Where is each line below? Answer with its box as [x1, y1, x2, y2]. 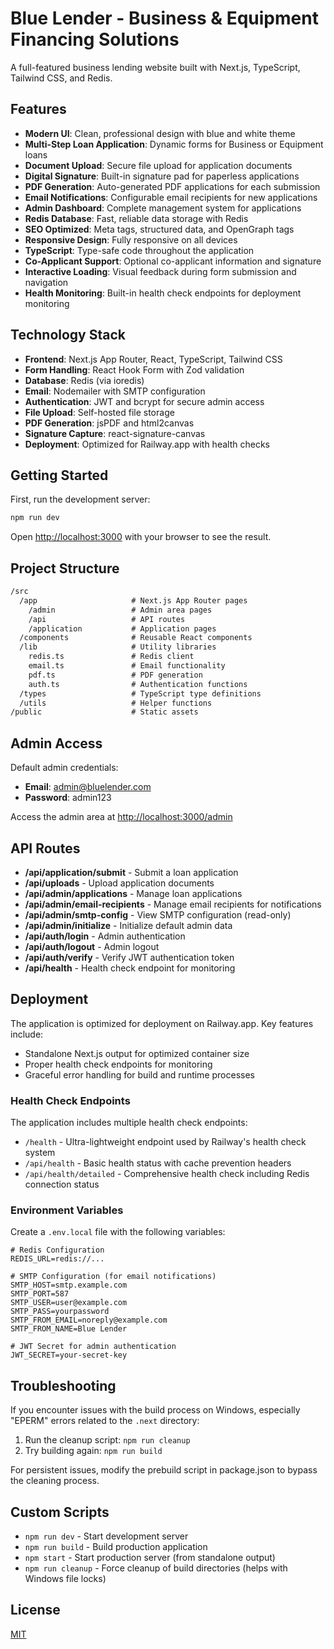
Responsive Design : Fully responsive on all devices [24, 233, 238, 246]
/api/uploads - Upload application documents [24, 877, 215, 889]
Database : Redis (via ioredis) [24, 374, 145, 386]
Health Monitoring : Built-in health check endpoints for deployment [24, 287, 302, 299]
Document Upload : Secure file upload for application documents [24, 159, 293, 171]
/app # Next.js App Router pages [19, 595, 248, 606]
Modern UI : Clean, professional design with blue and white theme [24, 127, 296, 139]
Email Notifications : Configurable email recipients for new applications [24, 191, 318, 203]
